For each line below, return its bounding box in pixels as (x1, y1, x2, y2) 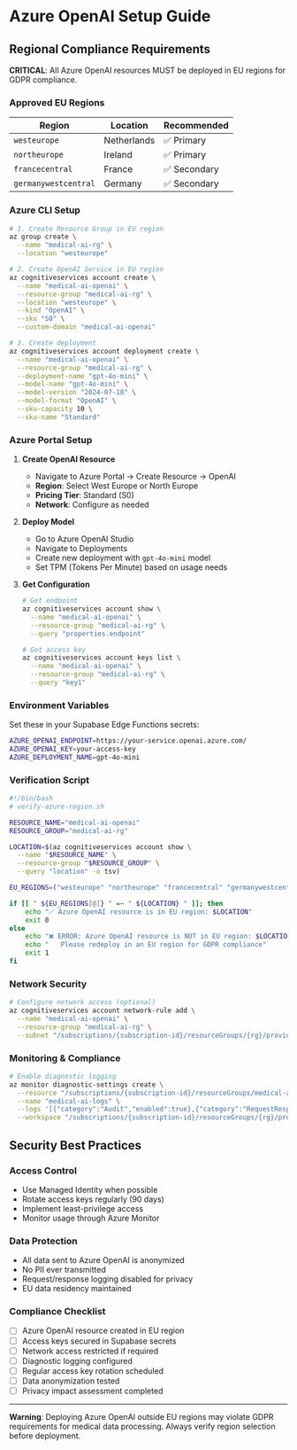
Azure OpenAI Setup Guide (9, 6, 211, 27)
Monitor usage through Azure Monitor (21, 1212, 160, 1223)
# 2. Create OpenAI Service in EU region (9, 265, 164, 274)
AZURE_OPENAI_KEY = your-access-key (9, 744, 137, 754)
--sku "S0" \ (17, 315, 65, 324)
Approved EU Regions (9, 96, 105, 108)
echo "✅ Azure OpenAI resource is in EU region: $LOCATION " (25, 907, 253, 916)
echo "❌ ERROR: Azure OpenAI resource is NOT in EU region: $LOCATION (25, 932, 292, 941)
